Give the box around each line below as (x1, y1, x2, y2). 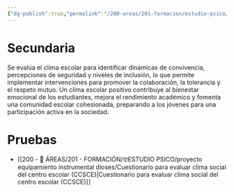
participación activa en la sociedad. (7, 107, 109, 115)
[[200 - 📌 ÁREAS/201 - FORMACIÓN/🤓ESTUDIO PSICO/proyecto (17, 154, 203, 163)
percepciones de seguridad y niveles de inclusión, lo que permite (7, 70, 195, 79)
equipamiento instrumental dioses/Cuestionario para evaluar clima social (17, 163, 226, 171)
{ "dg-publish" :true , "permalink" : (7, 10, 104, 17)
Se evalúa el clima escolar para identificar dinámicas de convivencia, (7, 63, 205, 72)
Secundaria (7, 40, 75, 56)
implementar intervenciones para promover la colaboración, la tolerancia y (7, 78, 221, 86)
